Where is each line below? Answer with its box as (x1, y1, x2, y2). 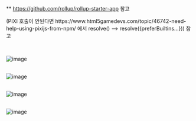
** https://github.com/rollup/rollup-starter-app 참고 (6, 5, 130, 12)
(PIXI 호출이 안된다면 (6, 18, 54, 25)
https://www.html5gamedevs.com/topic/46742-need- (55, 18, 187, 25)
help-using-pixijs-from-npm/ (6, 25, 76, 32)
